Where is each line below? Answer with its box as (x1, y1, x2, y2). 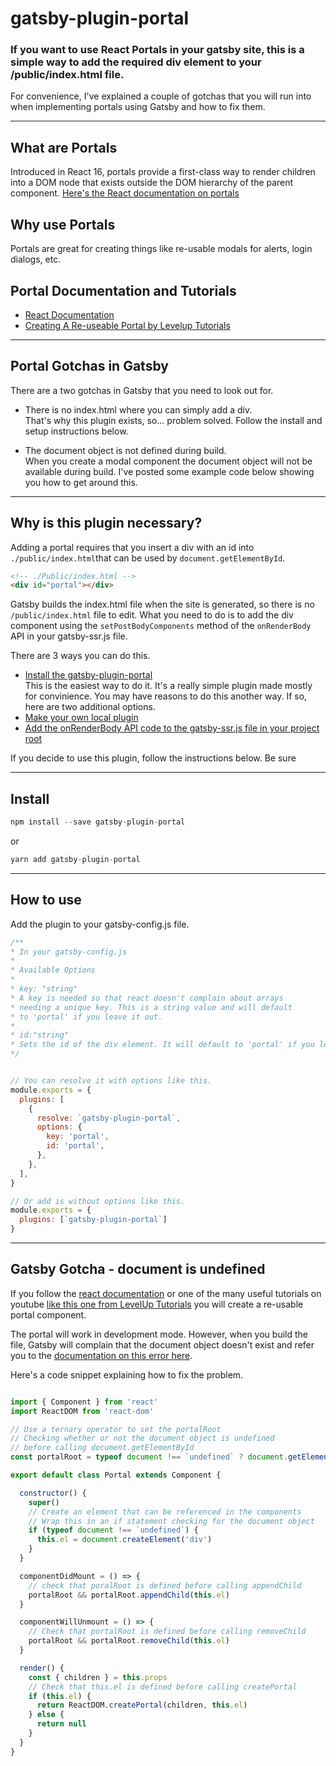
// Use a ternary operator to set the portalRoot (10, 1424, 222, 1434)
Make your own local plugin (24, 712, 139, 724)
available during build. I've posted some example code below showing (24, 465, 315, 477)
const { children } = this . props (28, 1672, 168, 1682)
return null (36, 1719, 87, 1729)
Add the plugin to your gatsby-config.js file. (10, 918, 190, 930)
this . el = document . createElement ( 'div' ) (36, 1535, 213, 1545)
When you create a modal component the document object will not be (24, 455, 313, 467)
